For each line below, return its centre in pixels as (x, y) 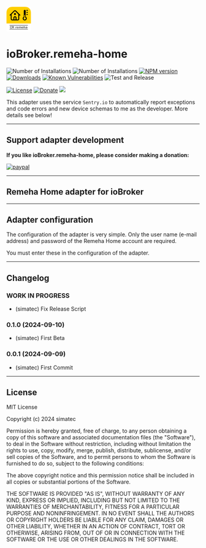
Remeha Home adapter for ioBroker (75, 192)
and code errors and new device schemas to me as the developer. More (97, 109)
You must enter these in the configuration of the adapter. (78, 253)
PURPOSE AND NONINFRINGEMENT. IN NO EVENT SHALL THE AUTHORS (101, 514)
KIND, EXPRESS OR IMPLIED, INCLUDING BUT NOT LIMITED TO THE (93, 500)
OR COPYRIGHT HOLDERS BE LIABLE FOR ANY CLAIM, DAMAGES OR (95, 520)
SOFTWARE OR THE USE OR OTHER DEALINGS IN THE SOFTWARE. (92, 539)
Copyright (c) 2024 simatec (41, 419)
